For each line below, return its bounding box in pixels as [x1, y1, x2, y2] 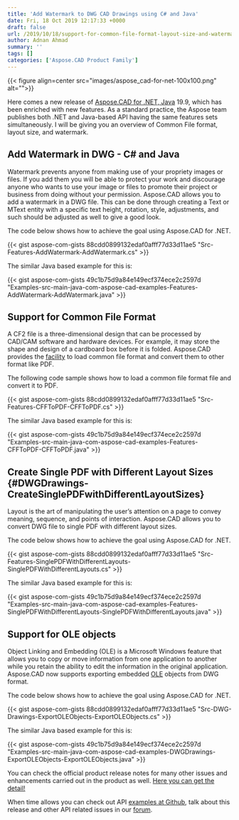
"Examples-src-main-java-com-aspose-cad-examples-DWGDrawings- [7, 747, 216, 756]
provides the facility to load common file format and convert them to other [7, 353, 225, 361]
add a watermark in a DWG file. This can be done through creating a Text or [7, 197, 230, 206]
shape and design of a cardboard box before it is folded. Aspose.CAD [7, 345, 211, 353]
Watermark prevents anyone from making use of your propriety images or [7, 167, 223, 176]
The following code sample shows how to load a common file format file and [7, 374, 231, 383]
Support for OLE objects [7, 628, 116, 640]
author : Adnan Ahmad [7, 37, 69, 44]
